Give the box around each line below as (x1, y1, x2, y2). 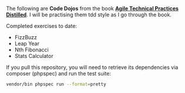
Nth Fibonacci (14, 46, 49, 53)
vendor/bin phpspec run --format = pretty (6, 81, 107, 87)
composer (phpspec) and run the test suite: (6, 70, 112, 77)
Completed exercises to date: (6, 23, 78, 29)
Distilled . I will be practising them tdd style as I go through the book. (6, 11, 172, 18)
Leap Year (14, 40, 40, 47)
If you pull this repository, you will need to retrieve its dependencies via (6, 64, 179, 71)
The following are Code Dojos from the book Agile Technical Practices (6, 5, 179, 12)
